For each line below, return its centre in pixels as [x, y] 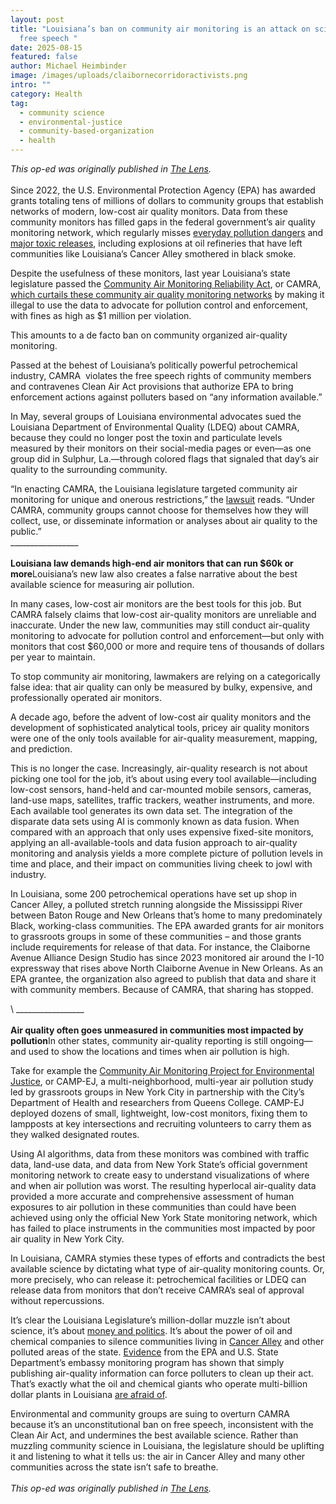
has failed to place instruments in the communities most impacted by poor [163, 1228]
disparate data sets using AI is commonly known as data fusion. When [155, 821]
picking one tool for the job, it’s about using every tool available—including [163, 779]
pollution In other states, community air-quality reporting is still [139, 1040]
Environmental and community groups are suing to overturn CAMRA [150, 1414]
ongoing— [291, 1040]
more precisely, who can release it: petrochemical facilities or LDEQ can [158, 1279]
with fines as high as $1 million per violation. [101, 315]
